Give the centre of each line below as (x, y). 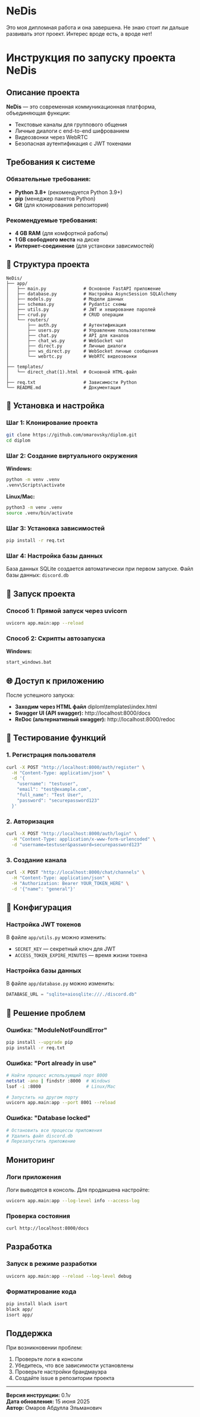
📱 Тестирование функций (56, 738)
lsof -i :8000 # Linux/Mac (61, 1086)
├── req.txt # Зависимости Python (71, 382)
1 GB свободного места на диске (57, 239)
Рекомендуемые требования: (52, 220)
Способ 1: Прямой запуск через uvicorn (67, 611)
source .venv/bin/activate (40, 513)
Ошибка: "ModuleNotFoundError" (57, 1030)
